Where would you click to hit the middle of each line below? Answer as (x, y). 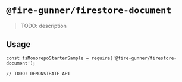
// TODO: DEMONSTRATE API (38, 74)
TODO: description (44, 26)
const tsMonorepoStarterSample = (48, 58)
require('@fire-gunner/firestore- (134, 58)
